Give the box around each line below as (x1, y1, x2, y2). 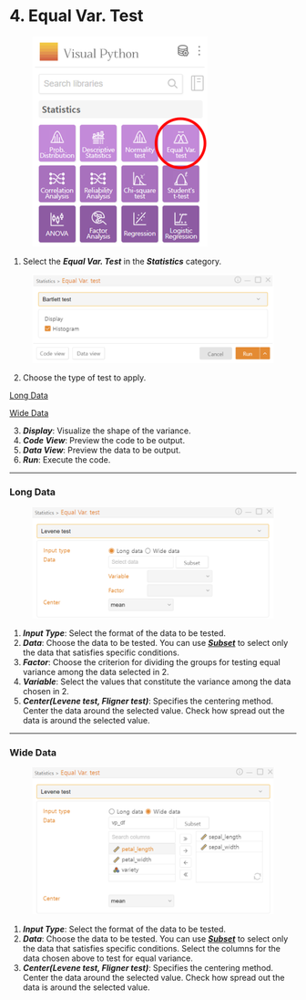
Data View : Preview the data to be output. (22, 444, 181, 456)
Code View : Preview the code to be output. (22, 435, 185, 446)
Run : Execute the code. (22, 454, 111, 465)
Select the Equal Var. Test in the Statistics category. (22, 255, 221, 266)
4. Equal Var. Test (9, 5, 144, 26)
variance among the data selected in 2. (22, 667, 170, 678)
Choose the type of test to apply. (22, 372, 147, 383)
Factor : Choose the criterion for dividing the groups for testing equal (22, 657, 280, 668)
